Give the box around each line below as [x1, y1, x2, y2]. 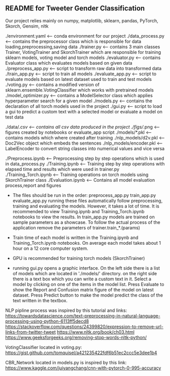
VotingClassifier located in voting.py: [5, 344, 82, 350]
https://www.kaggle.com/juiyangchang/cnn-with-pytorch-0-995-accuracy [5, 365, 161, 371]
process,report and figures [5, 182, 61, 188]
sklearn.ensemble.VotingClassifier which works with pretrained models [5, 86, 154, 93]
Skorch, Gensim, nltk [5, 23, 49, 29]
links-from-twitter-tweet [5, 329, 56, 335]
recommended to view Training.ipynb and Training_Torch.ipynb [12, 208, 145, 214]
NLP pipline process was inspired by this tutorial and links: [5, 307, 127, 313]
